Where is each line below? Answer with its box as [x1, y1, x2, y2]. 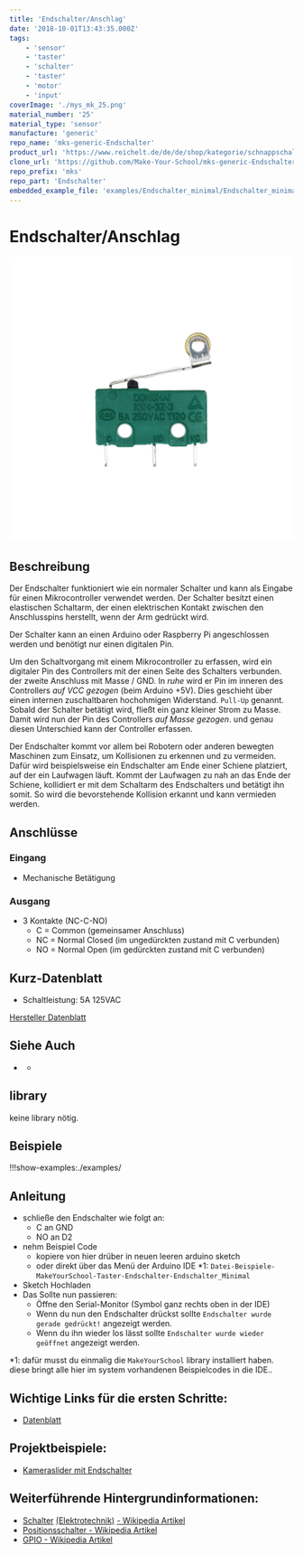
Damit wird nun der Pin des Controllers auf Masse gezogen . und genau [9, 714, 273, 725]
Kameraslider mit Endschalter [22, 1465, 133, 1475]
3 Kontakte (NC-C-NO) [22, 915, 108, 926]
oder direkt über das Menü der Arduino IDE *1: [35, 1260, 209, 1271]
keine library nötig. [9, 1112, 79, 1123]
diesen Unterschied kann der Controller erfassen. [9, 724, 193, 735]
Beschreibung [9, 558, 90, 574]
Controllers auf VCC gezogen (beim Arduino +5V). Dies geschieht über [9, 685, 273, 696]
